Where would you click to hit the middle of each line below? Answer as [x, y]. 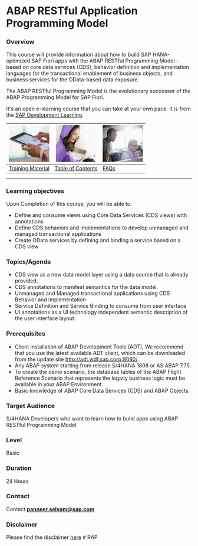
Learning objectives [35, 191]
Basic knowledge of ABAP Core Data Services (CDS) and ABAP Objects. [102, 390]
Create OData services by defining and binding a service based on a [98, 241]
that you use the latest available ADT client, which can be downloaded [100, 353]
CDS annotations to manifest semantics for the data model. [86, 287]
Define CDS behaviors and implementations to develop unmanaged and [101, 228]
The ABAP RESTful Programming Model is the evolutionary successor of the [98, 91]
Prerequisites [26, 334]
